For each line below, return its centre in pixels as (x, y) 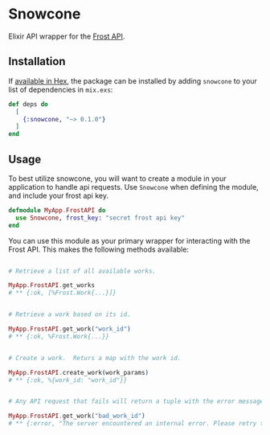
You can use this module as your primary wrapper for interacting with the (129, 240)
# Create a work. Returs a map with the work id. (95, 358)
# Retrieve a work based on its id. (70, 314)
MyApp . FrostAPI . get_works (51, 285)
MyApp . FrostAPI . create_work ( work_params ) (79, 372)
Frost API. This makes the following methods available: (98, 249)
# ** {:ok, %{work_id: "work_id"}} (68, 380)
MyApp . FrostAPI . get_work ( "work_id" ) (70, 329)
